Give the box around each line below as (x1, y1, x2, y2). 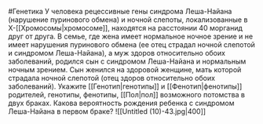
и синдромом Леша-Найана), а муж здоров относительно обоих (8, 49, 226, 57)
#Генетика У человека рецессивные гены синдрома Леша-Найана (8, 7, 232, 16)
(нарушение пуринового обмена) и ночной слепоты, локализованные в (8, 15, 248, 24)
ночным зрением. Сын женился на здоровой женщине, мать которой (8, 65, 242, 74)
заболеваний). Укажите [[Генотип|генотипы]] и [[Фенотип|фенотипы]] (8, 82, 243, 91)
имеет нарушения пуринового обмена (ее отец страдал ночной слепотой (8, 40, 255, 49)
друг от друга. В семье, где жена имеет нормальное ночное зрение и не (8, 31, 254, 41)
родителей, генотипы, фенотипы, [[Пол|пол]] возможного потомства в (8, 90, 246, 99)
